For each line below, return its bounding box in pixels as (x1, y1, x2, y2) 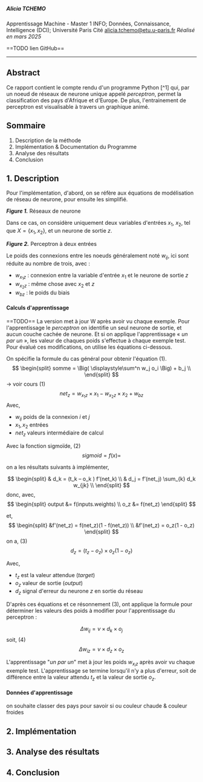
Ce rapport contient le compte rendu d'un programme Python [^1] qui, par (6, 83, 190, 91)
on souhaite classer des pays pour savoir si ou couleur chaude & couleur (6, 702, 187, 709)
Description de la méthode (14, 137, 82, 144)
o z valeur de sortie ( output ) (14, 580, 83, 588)
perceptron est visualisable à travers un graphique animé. (6, 103, 150, 110)
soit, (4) (6, 636, 26, 643)
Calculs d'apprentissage (6, 304, 69, 311)
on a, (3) (6, 537, 28, 544)
